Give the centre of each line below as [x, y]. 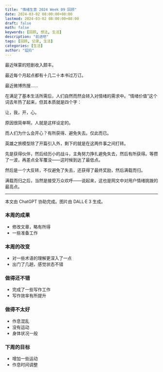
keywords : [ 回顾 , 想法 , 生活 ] [33, 32]
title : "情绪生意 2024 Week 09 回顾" [41, 9]
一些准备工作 [25, 233]
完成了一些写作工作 [31, 290]
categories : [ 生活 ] [24, 46]
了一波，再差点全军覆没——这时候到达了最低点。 [54, 160]
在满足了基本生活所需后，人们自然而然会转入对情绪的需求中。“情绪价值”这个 [81, 96]
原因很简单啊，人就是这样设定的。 [39, 123]
